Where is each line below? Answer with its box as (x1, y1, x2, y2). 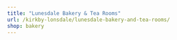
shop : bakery (7, 22, 45, 29)
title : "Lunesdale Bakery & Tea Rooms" (7, 9, 121, 17)
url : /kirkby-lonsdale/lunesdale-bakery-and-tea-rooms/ (7, 16, 170, 23)
